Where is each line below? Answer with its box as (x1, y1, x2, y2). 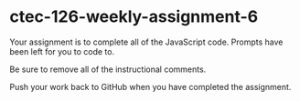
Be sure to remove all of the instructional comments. (9, 64, 207, 75)
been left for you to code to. (9, 45, 115, 56)
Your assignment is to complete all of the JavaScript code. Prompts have (9, 36, 284, 47)
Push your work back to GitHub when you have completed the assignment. (9, 81, 292, 92)
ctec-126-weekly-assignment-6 (9, 6, 259, 27)
